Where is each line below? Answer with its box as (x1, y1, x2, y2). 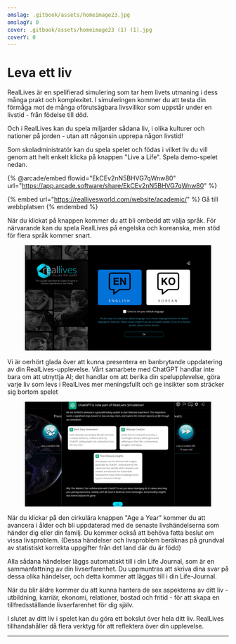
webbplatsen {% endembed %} (7, 203, 98, 211)
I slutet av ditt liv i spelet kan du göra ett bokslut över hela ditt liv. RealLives (7, 614, 225, 623)
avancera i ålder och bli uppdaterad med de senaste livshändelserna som (7, 521, 220, 530)
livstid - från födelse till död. (7, 111, 89, 119)
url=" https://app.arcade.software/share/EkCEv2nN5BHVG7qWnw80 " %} (7, 182, 218, 190)
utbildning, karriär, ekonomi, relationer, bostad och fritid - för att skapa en (7, 593, 220, 602)
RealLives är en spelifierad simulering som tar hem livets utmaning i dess (7, 88, 218, 97)
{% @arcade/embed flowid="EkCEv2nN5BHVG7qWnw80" (7, 174, 176, 182)
